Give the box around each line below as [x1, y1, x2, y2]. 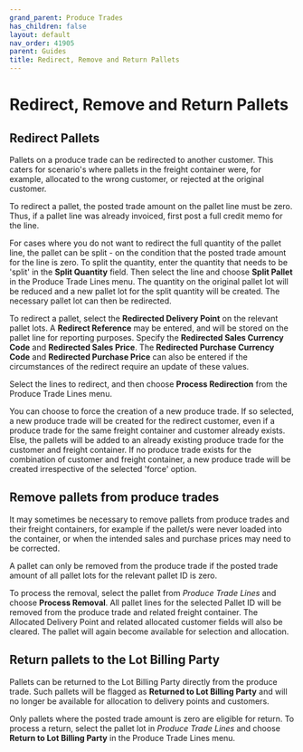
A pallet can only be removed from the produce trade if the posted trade [9, 560, 279, 571]
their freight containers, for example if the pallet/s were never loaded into [9, 523, 282, 535]
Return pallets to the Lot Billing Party [9, 652, 220, 668]
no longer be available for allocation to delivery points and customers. [9, 695, 270, 707]
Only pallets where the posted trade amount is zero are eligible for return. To [9, 713, 295, 724]
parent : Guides [9, 47, 67, 56]
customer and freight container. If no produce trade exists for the [9, 445, 251, 455]
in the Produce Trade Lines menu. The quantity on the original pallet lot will [9, 276, 289, 286]
